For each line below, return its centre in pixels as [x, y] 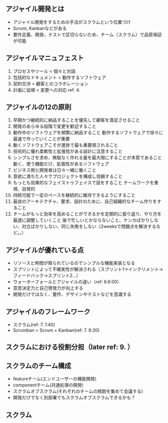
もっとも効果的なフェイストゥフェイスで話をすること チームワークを [83, 183]
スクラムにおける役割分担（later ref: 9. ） [70, 347]
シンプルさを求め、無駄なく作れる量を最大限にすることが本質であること [87, 158]
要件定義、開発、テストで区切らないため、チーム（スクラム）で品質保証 [87, 35]
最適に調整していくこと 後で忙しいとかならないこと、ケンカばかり [81, 220]
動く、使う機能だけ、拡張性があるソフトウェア [61, 164]
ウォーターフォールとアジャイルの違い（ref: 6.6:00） [67, 282]
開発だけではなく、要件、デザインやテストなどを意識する [72, 294]
